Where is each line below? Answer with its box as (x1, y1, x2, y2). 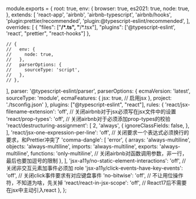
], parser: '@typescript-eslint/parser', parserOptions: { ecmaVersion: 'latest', (6, 87, 191, 95)
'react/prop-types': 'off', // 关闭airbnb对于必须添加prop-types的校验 (6, 116, 171, 122)
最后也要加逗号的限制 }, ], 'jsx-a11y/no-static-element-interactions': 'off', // (6, 157, 187, 164)
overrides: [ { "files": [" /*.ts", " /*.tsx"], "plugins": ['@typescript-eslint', (6, 23, 176, 31)
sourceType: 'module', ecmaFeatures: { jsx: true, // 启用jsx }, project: (6, 95, 172, 102)
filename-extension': (6, 108, 57, 115)
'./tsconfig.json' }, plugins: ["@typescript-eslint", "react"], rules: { (6, 101, 164, 108)
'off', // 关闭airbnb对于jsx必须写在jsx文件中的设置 (57, 108, 177, 115)
